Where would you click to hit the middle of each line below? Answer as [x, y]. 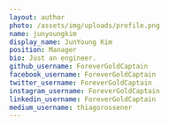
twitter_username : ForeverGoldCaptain [81, 83]
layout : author [37, 17]
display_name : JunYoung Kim [61, 42]
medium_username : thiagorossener [71, 107]
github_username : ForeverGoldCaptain [79, 67]
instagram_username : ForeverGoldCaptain [85, 91]
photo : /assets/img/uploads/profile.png [85, 26]
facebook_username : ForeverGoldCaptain [83, 75]
